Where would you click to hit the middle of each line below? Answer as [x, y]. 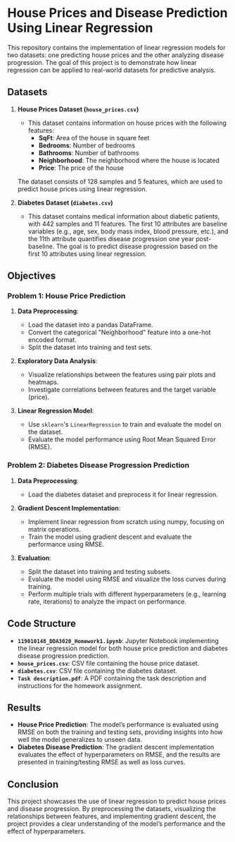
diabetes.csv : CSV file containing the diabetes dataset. [97, 671]
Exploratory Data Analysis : [57, 361]
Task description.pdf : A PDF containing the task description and [112, 678]
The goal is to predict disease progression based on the [137, 246]
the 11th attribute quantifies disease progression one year [111, 238]
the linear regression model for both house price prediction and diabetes [123, 648]
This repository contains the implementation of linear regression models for [117, 47]
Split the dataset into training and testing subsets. [100, 571]
